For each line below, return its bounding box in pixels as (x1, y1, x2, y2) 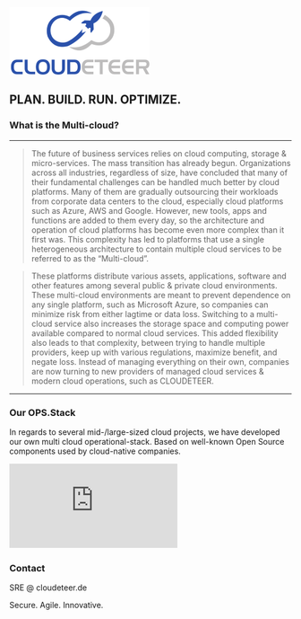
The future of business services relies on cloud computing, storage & (30, 147, 287, 159)
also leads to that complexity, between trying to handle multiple (30, 337, 266, 348)
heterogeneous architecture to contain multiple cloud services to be (30, 243, 282, 254)
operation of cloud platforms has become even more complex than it (30, 224, 285, 235)
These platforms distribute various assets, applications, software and (30, 270, 287, 281)
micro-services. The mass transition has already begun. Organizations (30, 157, 291, 168)
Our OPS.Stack (9, 406, 76, 419)
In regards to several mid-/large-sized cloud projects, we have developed (9, 426, 280, 438)
